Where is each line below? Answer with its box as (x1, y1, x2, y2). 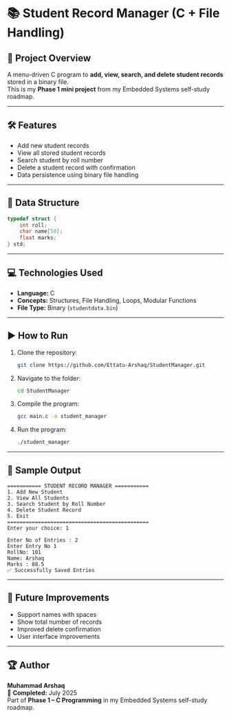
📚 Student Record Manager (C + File (7, 6, 220, 21)
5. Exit (7, 512, 30, 520)
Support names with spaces (16, 610, 97, 618)
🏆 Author (7, 659, 50, 671)
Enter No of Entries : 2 (7, 536, 78, 544)
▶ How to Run (7, 330, 69, 341)
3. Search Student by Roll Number (7, 500, 107, 507)
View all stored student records (16, 149, 107, 157)
